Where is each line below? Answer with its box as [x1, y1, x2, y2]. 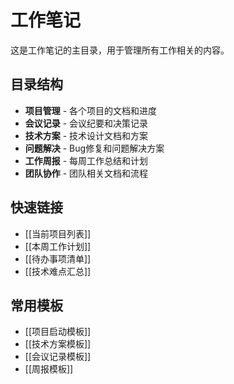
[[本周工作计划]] [24, 240, 92, 252]
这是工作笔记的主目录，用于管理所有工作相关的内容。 [10, 44, 230, 56]
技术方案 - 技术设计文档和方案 [24, 129, 149, 141]
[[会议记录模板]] [24, 351, 92, 363]
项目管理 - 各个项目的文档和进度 [24, 104, 158, 116]
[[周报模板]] [24, 363, 74, 375]
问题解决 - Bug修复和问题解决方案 [24, 142, 165, 154]
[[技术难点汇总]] [24, 265, 92, 277]
